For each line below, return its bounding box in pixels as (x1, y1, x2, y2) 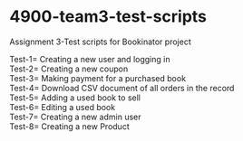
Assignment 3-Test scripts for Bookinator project (9, 36, 192, 47)
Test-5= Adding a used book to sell (9, 92, 141, 103)
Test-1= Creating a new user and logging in (9, 53, 170, 64)
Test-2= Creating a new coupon (9, 63, 129, 74)
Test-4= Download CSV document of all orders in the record (9, 82, 235, 93)
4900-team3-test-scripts (9, 6, 207, 27)
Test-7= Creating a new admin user (9, 111, 142, 122)
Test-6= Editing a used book (9, 101, 116, 112)
